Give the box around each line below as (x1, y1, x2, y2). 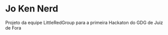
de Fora (5, 24, 21, 30)
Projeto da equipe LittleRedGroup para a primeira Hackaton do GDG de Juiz (5, 19, 163, 25)
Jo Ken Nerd (5, 3, 58, 14)
